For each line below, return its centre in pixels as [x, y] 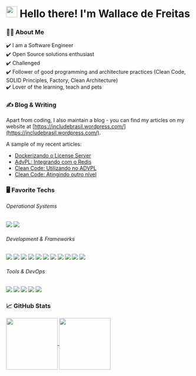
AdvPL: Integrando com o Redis [53, 162]
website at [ [20, 126]
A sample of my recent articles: [44, 144]
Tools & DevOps [26, 271]
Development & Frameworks [41, 238]
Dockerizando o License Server [53, 155]
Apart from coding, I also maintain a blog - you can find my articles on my [95, 120]
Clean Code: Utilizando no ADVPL [56, 168]
